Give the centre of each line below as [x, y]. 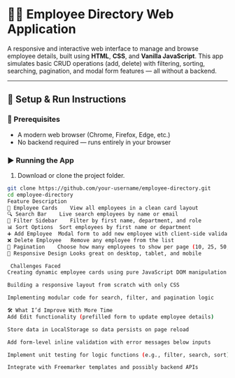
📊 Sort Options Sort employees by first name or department [99, 227]
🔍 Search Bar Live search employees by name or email [93, 214]
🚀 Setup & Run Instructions [67, 100]
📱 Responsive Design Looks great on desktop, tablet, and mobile [104, 253]
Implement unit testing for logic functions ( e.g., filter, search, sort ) [119, 355]
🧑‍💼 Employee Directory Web [91, 14]
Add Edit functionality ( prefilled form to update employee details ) [111, 317]
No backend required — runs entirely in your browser [94, 142]
